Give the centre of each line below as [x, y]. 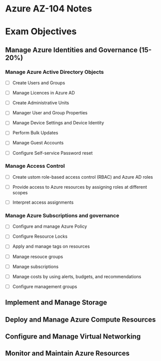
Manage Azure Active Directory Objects [54, 72]
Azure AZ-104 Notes [49, 9]
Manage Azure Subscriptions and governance [62, 215]
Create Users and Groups [39, 83]
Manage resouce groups [38, 256]
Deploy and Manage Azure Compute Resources [80, 319]
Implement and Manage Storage [56, 303]
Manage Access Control [35, 166]
